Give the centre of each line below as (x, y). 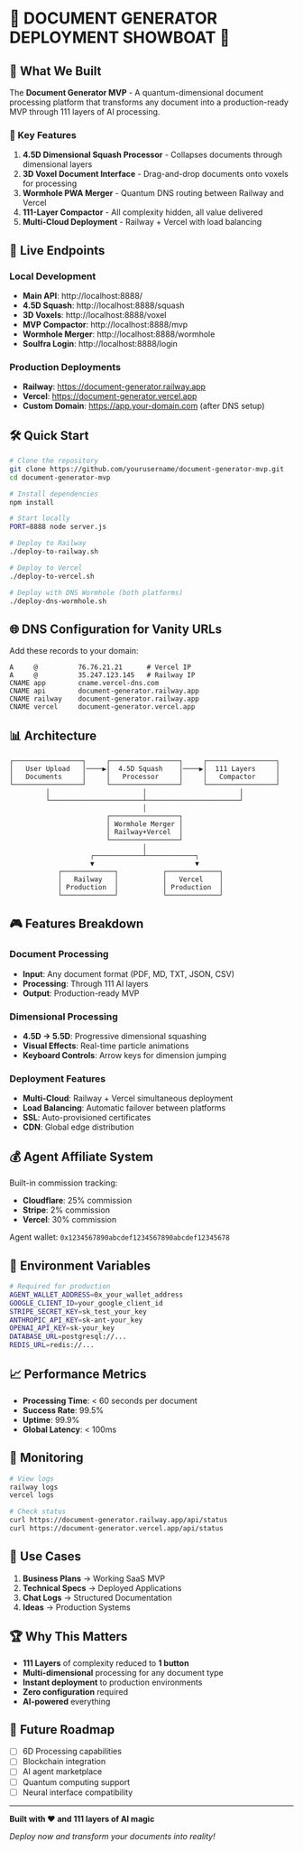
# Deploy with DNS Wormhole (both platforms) (96, 592)
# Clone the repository (54, 461)
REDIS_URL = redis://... (52, 1345)
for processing (50, 183)
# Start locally (40, 518)
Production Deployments (65, 367)
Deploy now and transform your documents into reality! (112, 1836)
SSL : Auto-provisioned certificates (87, 1118)
